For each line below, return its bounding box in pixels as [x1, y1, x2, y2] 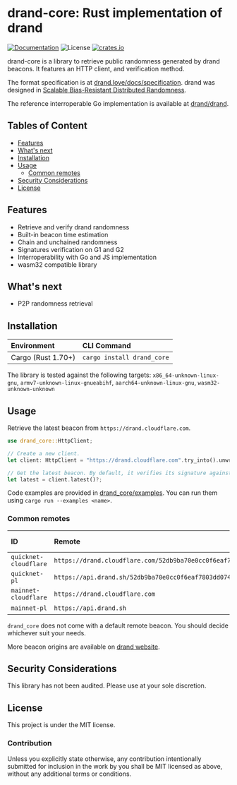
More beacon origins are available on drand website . [7, 642, 160, 651]
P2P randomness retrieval [17, 299, 93, 308]
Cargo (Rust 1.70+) [11, 353, 76, 363]
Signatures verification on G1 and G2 [17, 245, 125, 253]
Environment [11, 341, 55, 351]
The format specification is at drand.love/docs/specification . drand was [7, 78, 215, 86]
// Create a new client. [7, 450, 80, 457]
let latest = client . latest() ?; [7, 476, 102, 483]
